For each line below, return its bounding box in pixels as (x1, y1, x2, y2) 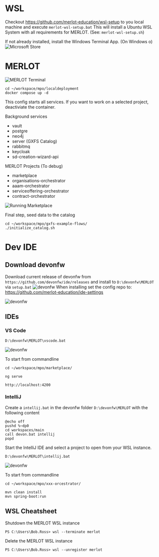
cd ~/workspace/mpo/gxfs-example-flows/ (5, 221, 88, 226)
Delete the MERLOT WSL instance (5, 538, 72, 543)
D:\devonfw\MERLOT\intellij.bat (5, 454, 70, 459)
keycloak (12, 148, 30, 154)
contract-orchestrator (12, 193, 56, 199)
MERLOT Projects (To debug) (5, 163, 63, 169)
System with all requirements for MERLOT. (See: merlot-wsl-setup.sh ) (5, 29, 145, 35)
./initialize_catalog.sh (5, 225, 55, 230)
